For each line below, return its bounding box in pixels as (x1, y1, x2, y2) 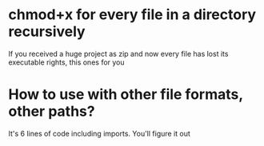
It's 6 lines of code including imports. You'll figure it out (8, 128, 190, 138)
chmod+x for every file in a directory (8, 6, 257, 24)
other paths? (8, 102, 95, 120)
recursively (8, 22, 86, 41)
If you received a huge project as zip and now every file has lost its (8, 49, 229, 58)
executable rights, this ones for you (8, 57, 126, 67)
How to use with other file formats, (8, 85, 243, 104)
